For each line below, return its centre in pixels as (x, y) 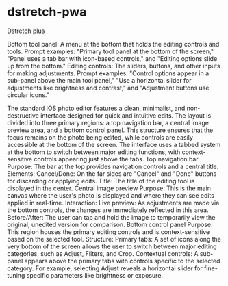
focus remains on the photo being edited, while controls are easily (100, 137)
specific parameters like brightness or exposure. (94, 275)
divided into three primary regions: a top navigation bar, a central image (108, 122)
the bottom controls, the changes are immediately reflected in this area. (108, 210)
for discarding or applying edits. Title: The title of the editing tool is (101, 181)
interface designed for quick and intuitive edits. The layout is (126, 115)
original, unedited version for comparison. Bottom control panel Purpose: (110, 224)
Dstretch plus (26, 31)
